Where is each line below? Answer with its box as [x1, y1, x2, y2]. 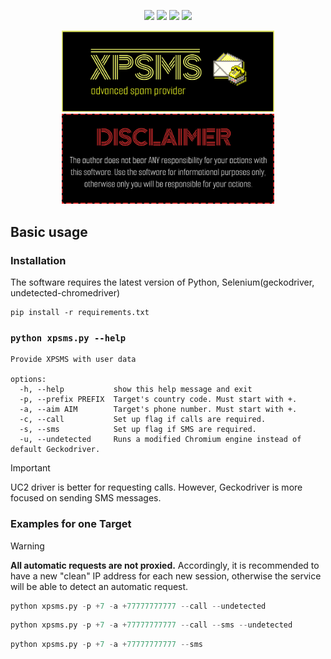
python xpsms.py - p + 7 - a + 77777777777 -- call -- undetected [10, 601, 267, 611]
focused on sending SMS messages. [10, 492, 162, 504]
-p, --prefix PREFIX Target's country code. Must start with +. [19, 395, 298, 405]
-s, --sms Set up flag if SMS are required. [19, 425, 257, 435]
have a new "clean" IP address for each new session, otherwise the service [10, 570, 322, 582]
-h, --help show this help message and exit [19, 385, 253, 395]
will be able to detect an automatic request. [10, 580, 189, 592]
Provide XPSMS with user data [10, 355, 137, 365]
